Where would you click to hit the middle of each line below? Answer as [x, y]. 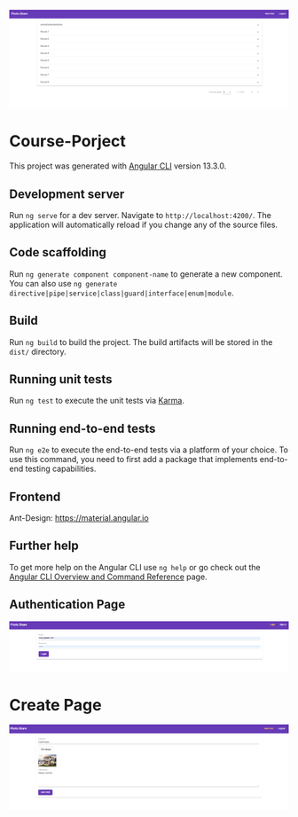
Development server [67, 194]
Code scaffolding [58, 252]
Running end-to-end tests [82, 428]
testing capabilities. [61, 469]
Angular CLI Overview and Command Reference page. [108, 577]
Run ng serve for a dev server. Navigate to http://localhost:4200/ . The [141, 215]
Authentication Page [67, 605]
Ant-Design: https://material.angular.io [79, 518]
